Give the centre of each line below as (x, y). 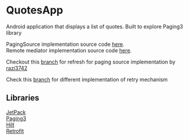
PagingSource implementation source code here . (65, 44)
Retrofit (15, 131)
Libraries (23, 98)
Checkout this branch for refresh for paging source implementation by (91, 62)
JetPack (16, 112)
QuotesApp (35, 10)
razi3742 (17, 68)
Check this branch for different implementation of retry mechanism (87, 79)
